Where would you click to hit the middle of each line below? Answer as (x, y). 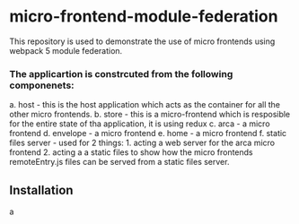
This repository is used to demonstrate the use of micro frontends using (142, 41)
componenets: (42, 85)
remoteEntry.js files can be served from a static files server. (119, 162)
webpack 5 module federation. (66, 50)
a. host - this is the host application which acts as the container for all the (145, 105)
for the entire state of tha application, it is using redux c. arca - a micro (140, 124)
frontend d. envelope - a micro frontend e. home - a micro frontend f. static (148, 134)
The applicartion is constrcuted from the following (121, 73)
